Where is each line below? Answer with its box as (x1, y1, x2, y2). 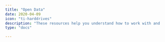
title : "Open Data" (5, 7, 45, 12)
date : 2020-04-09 (5, 12, 41, 17)
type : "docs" (5, 25, 32, 30)
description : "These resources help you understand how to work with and (5, 21, 161, 26)
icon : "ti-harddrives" (5, 16, 52, 21)
